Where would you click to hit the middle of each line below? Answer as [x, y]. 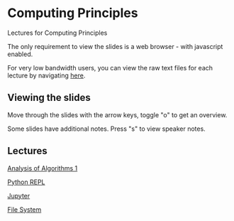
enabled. [20, 54]
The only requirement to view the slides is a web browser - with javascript [115, 46]
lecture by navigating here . [46, 75]
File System [24, 209]
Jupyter [19, 195]
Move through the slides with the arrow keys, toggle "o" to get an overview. [117, 114]
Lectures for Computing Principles [57, 33]
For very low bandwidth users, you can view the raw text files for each [110, 68]
